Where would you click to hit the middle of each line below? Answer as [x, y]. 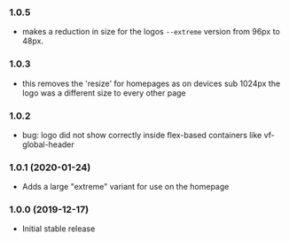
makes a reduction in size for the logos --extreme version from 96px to [151, 32]
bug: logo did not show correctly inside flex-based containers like [142, 135]
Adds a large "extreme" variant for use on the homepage [125, 187]
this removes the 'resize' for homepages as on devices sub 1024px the [151, 83]
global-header [48, 144]
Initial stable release [59, 229]
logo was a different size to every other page [104, 93]
